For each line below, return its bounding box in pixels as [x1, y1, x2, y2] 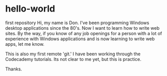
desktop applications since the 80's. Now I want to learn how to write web [5, 25, 160, 31]
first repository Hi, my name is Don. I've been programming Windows [5, 20, 149, 26]
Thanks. [5, 66, 22, 72]
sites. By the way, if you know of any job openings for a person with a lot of [5, 30, 162, 36]
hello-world [5, 3, 56, 15]
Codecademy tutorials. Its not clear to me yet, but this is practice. [5, 56, 142, 62]
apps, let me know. [5, 41, 45, 47]
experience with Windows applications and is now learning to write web [5, 36, 155, 42]
